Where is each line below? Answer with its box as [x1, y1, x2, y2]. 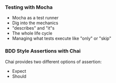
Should [12, 73, 27, 79]
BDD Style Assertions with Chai [5, 48, 81, 54]
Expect [12, 68, 27, 74]
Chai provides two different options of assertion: [5, 59, 102, 65]
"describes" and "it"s [12, 25, 55, 31]
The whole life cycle [12, 31, 52, 36]
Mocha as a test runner [12, 15, 59, 21]
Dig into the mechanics [12, 20, 58, 26]
